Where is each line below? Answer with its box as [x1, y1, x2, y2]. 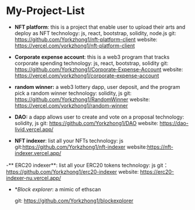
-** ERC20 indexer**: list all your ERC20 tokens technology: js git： [6, 161, 169, 168]
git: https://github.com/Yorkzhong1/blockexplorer [14, 197, 134, 204]
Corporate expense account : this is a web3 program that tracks [14, 53, 170, 60]
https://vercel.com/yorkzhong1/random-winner [14, 102, 128, 109]
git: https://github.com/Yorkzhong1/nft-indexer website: [14, 143, 148, 150]
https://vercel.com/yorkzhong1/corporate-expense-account [14, 72, 159, 79]
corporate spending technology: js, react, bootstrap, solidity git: [14, 60, 169, 67]
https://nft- [147, 143, 174, 150]
